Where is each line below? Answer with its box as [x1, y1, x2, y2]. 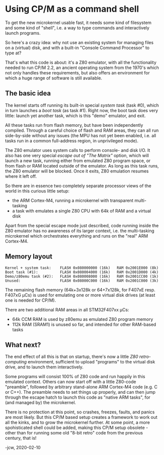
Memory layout [5, 252, 53, 261]
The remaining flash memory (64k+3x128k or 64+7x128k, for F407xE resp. [5, 287, 156, 292]
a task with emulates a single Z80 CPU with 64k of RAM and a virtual [12, 208, 151, 214]
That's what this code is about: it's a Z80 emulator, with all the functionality [5, 59, 157, 65]
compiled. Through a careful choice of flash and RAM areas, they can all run [5, 127, 159, 133]
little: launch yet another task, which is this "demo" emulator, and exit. [5, 113, 146, 119]
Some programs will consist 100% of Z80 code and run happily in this [5, 374, 145, 380]
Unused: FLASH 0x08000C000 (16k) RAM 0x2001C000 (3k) [5, 278, 159, 283]
